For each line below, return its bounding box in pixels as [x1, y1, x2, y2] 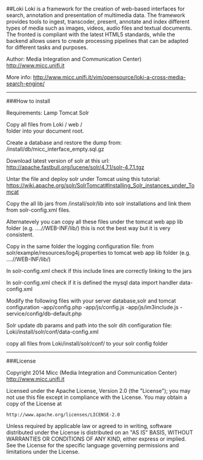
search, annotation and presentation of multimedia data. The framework [6, 11, 185, 19]
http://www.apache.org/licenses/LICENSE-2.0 [6, 412, 120, 418]
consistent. [6, 231, 34, 238]
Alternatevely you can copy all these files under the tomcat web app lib [6, 218, 183, 225]
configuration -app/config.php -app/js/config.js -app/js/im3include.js [6, 304, 179, 310]
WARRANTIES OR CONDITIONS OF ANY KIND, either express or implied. [6, 435, 186, 442]
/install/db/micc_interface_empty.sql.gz [6, 145, 105, 153]
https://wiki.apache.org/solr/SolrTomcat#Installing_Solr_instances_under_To [6, 182, 195, 189]
